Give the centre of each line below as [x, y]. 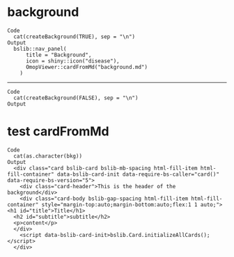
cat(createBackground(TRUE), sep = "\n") [75, 36]
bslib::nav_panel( [40, 49]
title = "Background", [58, 55]
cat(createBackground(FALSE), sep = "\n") [76, 98]
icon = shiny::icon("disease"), [72, 61]
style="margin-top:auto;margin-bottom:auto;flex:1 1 [119, 205]
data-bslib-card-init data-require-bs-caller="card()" [138, 174]
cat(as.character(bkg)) [48, 156]
